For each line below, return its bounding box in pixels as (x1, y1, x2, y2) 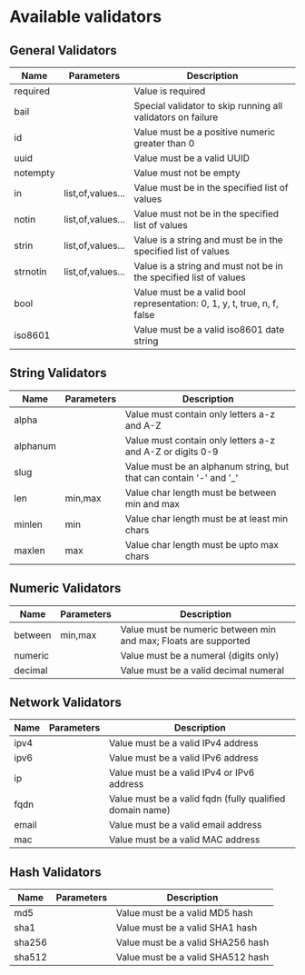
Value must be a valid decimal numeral (120, 663, 284, 676)
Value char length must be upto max (124, 538, 280, 551)
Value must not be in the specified (133, 207, 280, 220)
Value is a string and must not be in (133, 260, 283, 272)
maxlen (14, 543, 45, 556)
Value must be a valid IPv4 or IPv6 (108, 766, 255, 779)
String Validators (9, 365, 107, 381)
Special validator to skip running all (133, 100, 283, 112)
